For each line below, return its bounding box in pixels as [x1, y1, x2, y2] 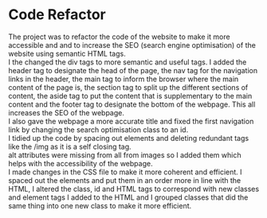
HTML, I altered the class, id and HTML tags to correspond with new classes [8, 184, 260, 193]
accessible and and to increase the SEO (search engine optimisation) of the [8, 40, 257, 49]
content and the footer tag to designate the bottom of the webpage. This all [8, 99, 256, 109]
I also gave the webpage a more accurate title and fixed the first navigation [8, 116, 254, 126]
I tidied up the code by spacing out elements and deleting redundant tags [8, 133, 249, 142]
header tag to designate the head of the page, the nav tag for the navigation [8, 65, 257, 75]
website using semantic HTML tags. [8, 49, 126, 58]
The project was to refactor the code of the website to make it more [8, 32, 230, 41]
